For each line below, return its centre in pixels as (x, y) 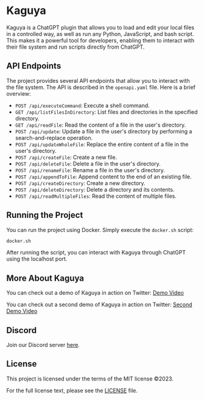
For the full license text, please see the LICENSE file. (72, 390)
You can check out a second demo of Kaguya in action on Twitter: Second (100, 304)
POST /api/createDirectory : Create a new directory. (80, 183)
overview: (19, 93)
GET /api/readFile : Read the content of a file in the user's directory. (100, 125)
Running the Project (45, 215)
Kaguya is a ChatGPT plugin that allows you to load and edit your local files (100, 27)
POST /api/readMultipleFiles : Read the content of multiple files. (96, 196)
